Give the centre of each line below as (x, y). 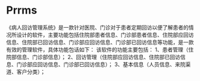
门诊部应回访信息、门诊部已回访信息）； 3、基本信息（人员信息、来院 (101, 64)
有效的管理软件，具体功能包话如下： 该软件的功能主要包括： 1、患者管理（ (97, 49)
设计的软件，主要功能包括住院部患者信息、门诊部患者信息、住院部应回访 (105, 35)
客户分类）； (31, 72)
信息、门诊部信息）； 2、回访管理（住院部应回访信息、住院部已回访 (98, 57)
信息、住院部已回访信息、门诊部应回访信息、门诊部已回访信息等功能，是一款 (100, 42)
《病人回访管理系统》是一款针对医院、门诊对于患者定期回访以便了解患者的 (97, 27)
